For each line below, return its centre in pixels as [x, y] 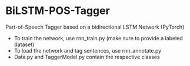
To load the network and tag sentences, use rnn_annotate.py [88, 50]
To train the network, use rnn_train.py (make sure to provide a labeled [98, 38]
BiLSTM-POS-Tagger [58, 11]
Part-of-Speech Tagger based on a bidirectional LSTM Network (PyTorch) [95, 27]
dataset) [24, 44]
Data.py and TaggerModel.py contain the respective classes [87, 57]
